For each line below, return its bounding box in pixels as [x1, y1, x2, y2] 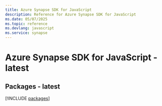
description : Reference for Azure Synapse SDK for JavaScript [5, 12, 136, 17]
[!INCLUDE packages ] [5, 96, 50, 101]
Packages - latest [5, 82, 60, 91]
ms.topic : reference [5, 21, 48, 26]
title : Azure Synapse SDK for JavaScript [5, 7, 92, 12]
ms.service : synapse [5, 30, 48, 35]
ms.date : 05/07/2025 [5, 16, 48, 21]
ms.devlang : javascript [5, 26, 54, 31]
